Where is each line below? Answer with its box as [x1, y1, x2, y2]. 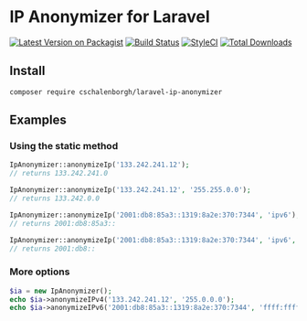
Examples [9, 112, 67, 128]
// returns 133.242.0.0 [9, 194, 101, 203]
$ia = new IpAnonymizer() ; [9, 286, 112, 295]
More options [9, 265, 70, 278]
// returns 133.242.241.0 [9, 169, 108, 178]
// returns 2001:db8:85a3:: [9, 219, 117, 228]
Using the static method [9, 140, 119, 153]
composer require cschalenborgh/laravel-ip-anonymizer [9, 87, 223, 97]
